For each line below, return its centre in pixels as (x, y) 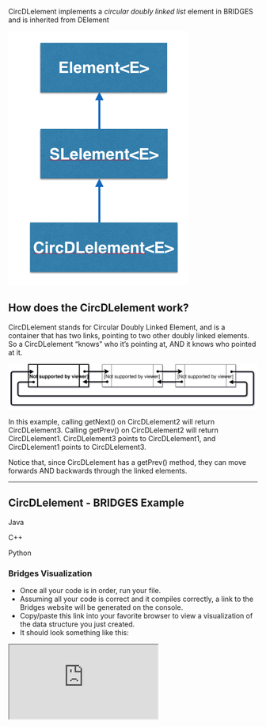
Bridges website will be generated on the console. (101, 607)
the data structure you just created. (77, 624)
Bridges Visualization (50, 573)
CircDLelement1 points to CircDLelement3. (77, 447)
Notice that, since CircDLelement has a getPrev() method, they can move (127, 462)
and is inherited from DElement (59, 20)
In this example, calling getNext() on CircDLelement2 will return (112, 421)
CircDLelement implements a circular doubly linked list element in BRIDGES (131, 11)
